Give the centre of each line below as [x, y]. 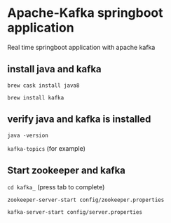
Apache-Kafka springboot [85, 13]
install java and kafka [54, 69]
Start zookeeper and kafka [67, 170]
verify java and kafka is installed [79, 120]
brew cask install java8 [43, 86]
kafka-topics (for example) [47, 148]
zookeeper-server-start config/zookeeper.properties [86, 200]
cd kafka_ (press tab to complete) [56, 187]
